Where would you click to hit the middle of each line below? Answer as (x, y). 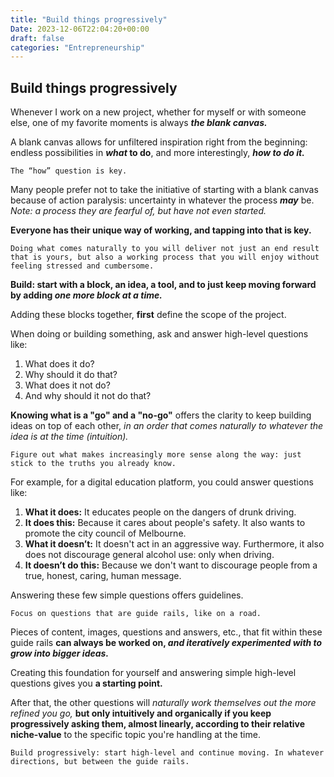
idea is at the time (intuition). (69, 437)
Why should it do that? (71, 375)
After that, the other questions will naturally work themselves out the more (163, 703)
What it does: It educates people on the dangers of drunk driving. (160, 512)
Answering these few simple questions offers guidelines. (127, 595)
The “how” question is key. (69, 171)
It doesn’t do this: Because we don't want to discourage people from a (171, 565)
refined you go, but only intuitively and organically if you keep (141, 713)
